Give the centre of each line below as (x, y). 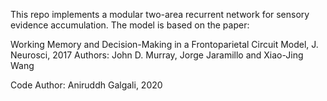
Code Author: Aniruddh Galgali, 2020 (86, 85)
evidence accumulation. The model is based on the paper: (130, 25)
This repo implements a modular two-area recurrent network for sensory (160, 14)
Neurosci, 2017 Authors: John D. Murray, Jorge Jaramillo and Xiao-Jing (157, 55)
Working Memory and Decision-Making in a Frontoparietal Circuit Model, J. (164, 44)
